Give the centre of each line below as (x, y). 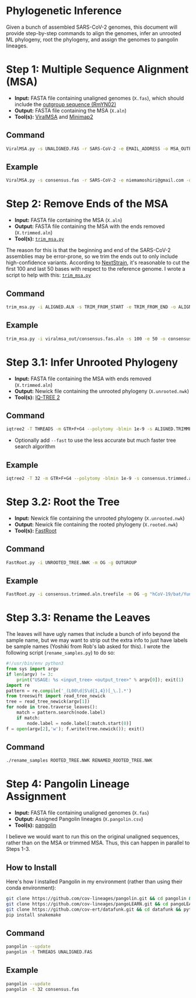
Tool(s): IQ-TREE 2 (37, 397)
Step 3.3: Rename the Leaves (78, 618)
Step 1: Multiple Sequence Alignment (97, 69)
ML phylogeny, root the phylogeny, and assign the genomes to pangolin (92, 39)
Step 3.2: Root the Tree (63, 502)
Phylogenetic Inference (64, 11)
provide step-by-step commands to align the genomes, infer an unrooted (94, 33)
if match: (29, 718)
